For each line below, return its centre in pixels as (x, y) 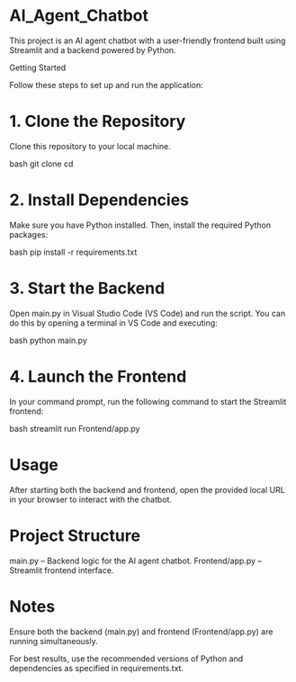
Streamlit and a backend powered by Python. (93, 49)
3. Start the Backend (87, 288)
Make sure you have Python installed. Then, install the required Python (140, 225)
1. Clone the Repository (98, 121)
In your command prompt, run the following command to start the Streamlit (148, 401)
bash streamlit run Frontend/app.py (75, 428)
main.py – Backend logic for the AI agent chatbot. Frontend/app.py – (136, 561)
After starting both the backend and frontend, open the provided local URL (147, 489)
